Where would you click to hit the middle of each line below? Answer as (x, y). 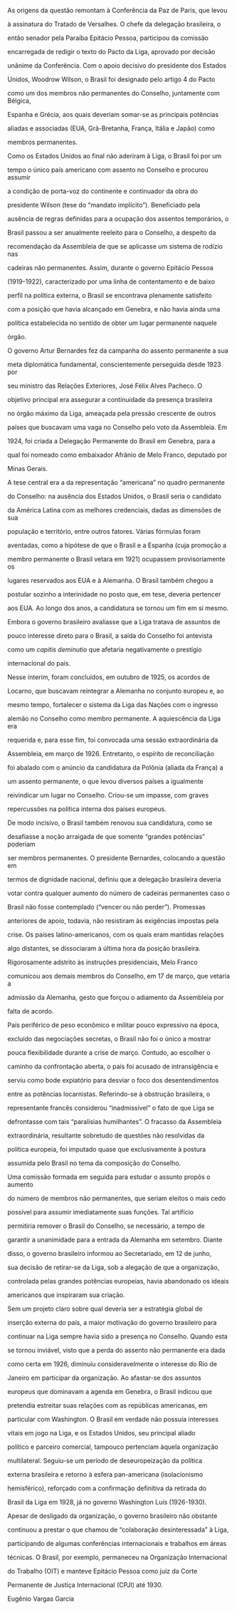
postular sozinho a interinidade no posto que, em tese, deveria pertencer (114, 594)
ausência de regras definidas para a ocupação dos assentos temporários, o (118, 219)
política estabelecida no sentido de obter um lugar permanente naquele (112, 323)
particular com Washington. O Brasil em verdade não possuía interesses (113, 1419)
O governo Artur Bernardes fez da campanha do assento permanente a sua (118, 351)
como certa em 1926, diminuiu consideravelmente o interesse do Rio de (112, 1364)
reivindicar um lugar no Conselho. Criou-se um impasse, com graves (108, 795)
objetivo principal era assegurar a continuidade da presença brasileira (110, 399)
